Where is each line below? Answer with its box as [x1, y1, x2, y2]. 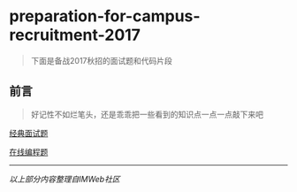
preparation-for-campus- [9, 6, 201, 27]
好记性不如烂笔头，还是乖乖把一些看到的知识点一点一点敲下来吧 [30, 109, 263, 119]
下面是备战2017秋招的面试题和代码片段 [30, 55, 172, 65]
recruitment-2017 [9, 25, 141, 45]
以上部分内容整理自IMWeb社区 [9, 173, 121, 184]
